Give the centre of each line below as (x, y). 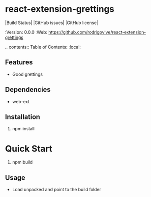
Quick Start (29, 149)
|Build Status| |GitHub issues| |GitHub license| (52, 23)
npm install (23, 129)
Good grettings (28, 74)
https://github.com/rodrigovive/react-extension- (97, 32)
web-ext (21, 101)
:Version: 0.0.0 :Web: (26, 32)
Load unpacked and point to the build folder (57, 190)
